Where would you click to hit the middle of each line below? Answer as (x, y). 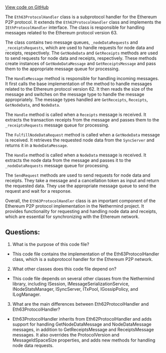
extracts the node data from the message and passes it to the (68, 160)
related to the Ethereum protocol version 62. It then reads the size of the (79, 89)
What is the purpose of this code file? (51, 244)
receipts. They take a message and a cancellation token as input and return (82, 180)
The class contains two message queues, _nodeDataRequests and (72, 42)
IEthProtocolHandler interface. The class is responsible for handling (75, 27)
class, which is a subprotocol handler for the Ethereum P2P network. (83, 259)
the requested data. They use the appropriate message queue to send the (81, 186)
